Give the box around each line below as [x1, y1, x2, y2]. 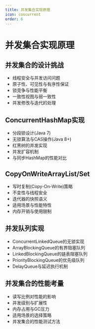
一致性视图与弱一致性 [12, 94, 56, 100]
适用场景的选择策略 [12, 312, 52, 318]
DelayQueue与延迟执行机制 [12, 263, 68, 269]
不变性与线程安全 [12, 190, 47, 196]
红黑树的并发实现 [12, 142, 47, 148]
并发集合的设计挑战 [5, 61, 64, 69]
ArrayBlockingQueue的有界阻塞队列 [12, 244, 86, 250]
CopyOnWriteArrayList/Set [5, 170, 90, 178]
